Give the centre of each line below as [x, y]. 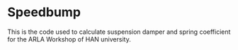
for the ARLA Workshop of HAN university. [69, 39]
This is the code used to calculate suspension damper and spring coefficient [119, 32]
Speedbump [44, 12]
